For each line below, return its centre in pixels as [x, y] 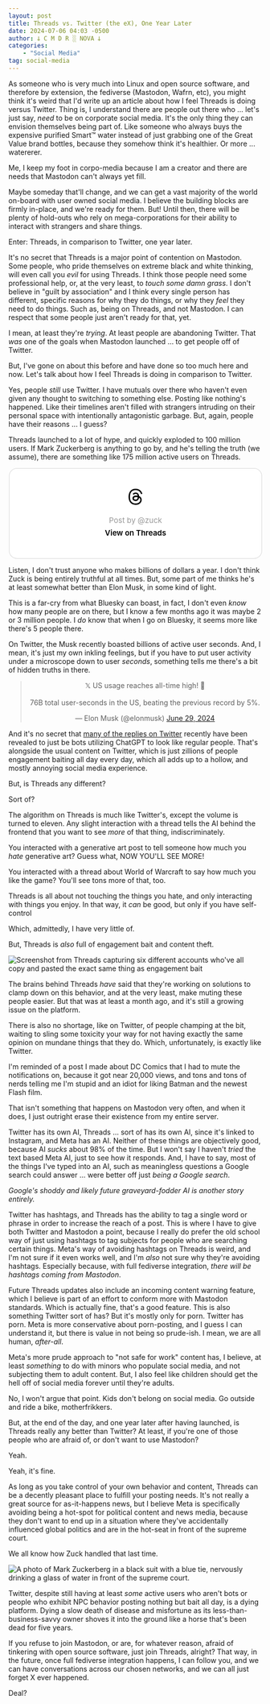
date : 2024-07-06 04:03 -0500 [59, 31]
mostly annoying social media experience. [78, 768]
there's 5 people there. [46, 628]
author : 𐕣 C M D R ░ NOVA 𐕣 [55, 38]
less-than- [230, 1610]
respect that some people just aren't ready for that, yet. [100, 317]
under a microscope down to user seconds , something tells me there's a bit [133, 661]
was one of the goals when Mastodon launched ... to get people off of [124, 341]
